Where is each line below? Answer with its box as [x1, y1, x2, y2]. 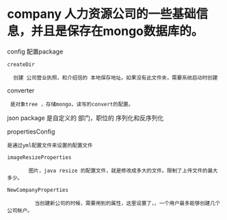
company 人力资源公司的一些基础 [7, 6, 196, 22]
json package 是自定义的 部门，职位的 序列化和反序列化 [7, 114, 164, 122]
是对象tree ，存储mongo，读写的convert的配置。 [10, 101, 134, 108]
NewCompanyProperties [7, 186, 69, 193]
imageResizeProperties [7, 154, 72, 161]
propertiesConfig [7, 127, 55, 136]
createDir [7, 61, 36, 68]
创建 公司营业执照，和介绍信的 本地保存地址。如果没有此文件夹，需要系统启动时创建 [13, 74, 218, 81]
